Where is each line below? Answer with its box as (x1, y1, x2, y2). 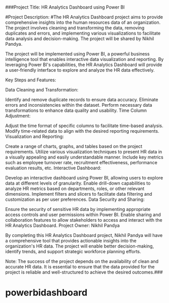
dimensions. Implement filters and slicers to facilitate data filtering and (5, 191, 152, 197)
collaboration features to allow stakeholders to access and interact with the (5, 217, 162, 223)
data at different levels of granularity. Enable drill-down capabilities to (5, 180, 151, 187)
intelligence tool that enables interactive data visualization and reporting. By (5, 56, 164, 63)
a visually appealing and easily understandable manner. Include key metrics (5, 154, 163, 160)
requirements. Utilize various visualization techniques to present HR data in (5, 149, 162, 155)
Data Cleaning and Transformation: (5, 87, 79, 93)
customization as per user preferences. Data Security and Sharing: (5, 196, 145, 202)
